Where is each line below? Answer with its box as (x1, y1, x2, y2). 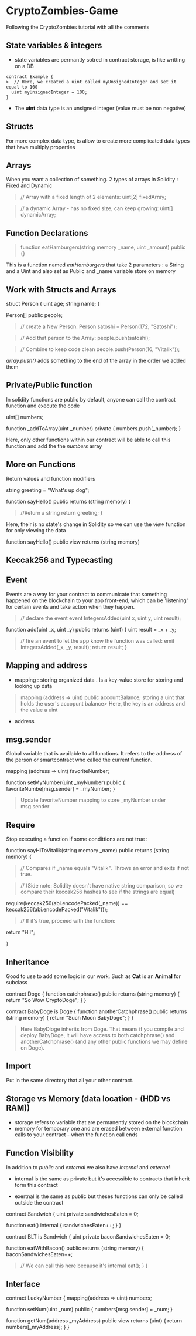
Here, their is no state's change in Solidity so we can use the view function (6, 521, 186, 528)
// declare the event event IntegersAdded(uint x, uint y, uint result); (20, 615, 181, 622)
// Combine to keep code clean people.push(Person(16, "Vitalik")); (20, 346, 180, 353)
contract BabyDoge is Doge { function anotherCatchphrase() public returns (6, 1008, 187, 1015)
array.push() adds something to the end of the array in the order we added (6, 357, 186, 364)
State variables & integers (6, 41, 102, 50)
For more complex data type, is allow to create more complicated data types (6, 137, 190, 144)
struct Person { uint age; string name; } (6, 301, 100, 307)
